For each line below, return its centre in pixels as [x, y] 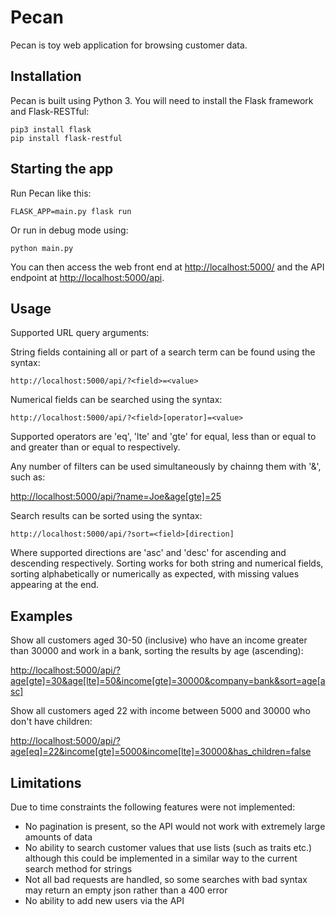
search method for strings [78, 869]
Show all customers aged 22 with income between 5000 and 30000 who [160, 711]
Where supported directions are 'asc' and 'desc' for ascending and [148, 553]
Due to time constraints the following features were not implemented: [153, 807]
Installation [46, 76]
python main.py [42, 248]
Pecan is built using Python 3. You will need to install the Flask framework [162, 100]
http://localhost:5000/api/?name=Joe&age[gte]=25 [116, 497]
